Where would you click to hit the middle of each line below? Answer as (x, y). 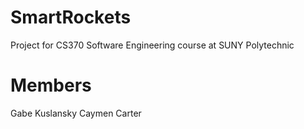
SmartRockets (71, 17)
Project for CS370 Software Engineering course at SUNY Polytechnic (152, 45)
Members (51, 85)
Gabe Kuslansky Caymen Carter (76, 113)
